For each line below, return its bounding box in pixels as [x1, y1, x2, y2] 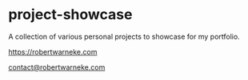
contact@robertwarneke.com [8, 62, 106, 72]
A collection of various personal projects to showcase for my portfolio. [8, 32, 240, 41]
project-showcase [8, 6, 133, 24]
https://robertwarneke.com [8, 47, 98, 56]
